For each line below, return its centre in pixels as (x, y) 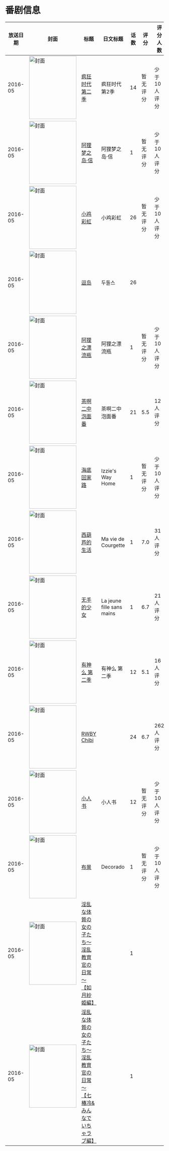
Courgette (113, 545)
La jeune (111, 601)
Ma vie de (113, 539)
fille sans (112, 607)
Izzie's (109, 471)
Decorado (113, 867)
